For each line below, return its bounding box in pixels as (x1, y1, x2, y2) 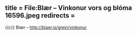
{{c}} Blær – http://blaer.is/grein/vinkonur (5, 24, 87, 30)
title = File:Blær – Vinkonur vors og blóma (5, 4, 132, 12)
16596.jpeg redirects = (5, 12, 75, 20)
